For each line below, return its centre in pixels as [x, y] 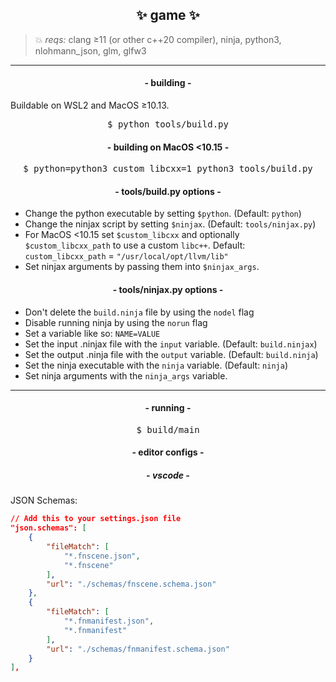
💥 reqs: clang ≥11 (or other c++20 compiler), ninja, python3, [158, 39]
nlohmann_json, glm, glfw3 [90, 50]
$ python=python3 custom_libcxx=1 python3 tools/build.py [168, 169]
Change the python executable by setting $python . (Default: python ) [163, 214]
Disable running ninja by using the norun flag [116, 322]
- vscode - [168, 475]
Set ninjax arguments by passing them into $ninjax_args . [142, 267]
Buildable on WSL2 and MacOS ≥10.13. [90, 105]
